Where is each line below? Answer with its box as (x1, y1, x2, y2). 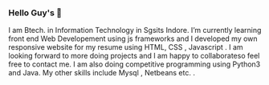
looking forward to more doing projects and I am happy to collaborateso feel (8, 51, 260, 61)
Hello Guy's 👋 (8, 7, 63, 18)
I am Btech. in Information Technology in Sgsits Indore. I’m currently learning (8, 26, 262, 35)
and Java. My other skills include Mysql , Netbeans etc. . (8, 68, 195, 78)
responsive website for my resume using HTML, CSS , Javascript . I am (8, 42, 243, 52)
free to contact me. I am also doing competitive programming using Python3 (8, 59, 261, 69)
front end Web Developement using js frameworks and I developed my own (8, 34, 259, 43)
